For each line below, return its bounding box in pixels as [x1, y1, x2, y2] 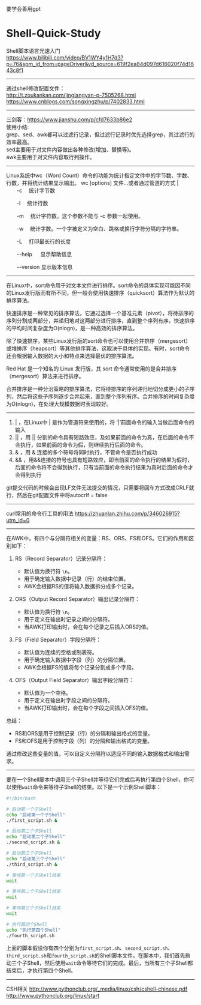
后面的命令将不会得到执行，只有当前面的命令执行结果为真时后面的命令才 [14, 463, 193, 471]
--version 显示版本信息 [16, 263, 73, 270]
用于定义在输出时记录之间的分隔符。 [23, 615, 114, 623]
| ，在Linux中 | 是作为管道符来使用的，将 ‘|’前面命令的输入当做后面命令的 [14, 418, 194, 426]
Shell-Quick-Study [6, 26, 101, 40]
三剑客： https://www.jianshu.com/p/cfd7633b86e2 [6, 116, 133, 123]
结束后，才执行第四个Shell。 [6, 967, 77, 974]
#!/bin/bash [6, 795, 36, 801]
